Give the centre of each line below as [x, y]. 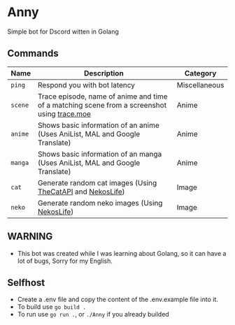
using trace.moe [64, 114]
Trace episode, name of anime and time [102, 96]
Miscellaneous [200, 85]
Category [200, 73]
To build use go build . [51, 307]
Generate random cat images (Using [97, 182]
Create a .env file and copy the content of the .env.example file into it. [118, 299]
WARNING [30, 237]
